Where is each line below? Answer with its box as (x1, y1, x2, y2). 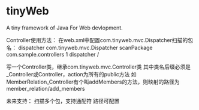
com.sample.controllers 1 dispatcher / (6, 50, 99, 58)
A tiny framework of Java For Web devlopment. (6, 24, 123, 31)
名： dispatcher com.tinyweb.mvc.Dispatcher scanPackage (6, 44, 153, 51)
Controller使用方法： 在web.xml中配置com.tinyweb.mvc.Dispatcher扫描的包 (6, 36, 194, 43)
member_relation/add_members (6, 85, 85, 92)
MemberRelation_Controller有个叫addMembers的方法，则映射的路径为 (6, 78, 180, 85)
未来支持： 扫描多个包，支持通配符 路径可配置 (6, 97, 120, 105)
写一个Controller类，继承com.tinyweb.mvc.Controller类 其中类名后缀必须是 (6, 63, 191, 70)
